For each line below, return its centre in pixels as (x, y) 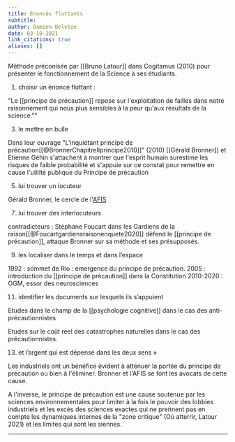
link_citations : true (39, 40)
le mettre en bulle (43, 129)
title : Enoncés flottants (45, 14)
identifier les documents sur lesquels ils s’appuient (91, 297)
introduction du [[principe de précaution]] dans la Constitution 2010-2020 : (115, 276)
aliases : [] (25, 46)
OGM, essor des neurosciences (53, 283)
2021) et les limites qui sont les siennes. (65, 424)
